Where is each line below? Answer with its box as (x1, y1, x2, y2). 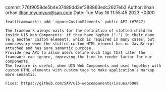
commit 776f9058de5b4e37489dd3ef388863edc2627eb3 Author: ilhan (5, 5, 154, 10)
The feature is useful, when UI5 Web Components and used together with (5, 63, 161, 68)
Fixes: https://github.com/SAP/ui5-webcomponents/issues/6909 (5, 81, 139, 86)
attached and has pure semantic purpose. (5, 46, 94, 51)
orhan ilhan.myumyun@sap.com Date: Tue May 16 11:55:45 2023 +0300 (5, 10, 155, 16)
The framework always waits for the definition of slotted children (5, 28, 152, 33)
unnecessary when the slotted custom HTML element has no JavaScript (5, 41, 155, 46)
